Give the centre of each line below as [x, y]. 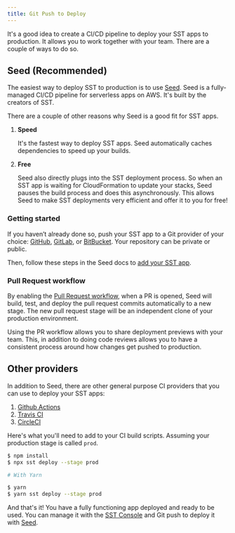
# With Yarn [25, 475]
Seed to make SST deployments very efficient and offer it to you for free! [122, 200]
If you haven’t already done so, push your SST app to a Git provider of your [116, 234]
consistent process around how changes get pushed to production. [105, 347]
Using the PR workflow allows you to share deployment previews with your [115, 332]
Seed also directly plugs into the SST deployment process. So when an [120, 178]
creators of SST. [31, 103]
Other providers [43, 369]
